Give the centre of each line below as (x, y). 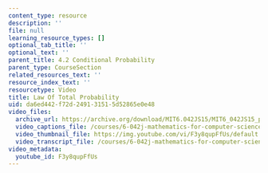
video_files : (30, 112)
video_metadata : (35, 149)
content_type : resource (48, 16)
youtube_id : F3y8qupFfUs (57, 156)
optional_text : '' (39, 53)
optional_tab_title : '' (48, 45)
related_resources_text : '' (55, 75)
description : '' (35, 23)
